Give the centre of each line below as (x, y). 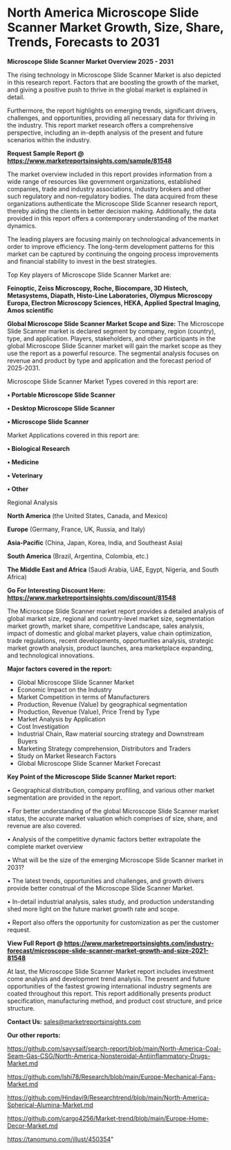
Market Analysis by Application (61, 719)
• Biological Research (39, 448)
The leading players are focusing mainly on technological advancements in (114, 239)
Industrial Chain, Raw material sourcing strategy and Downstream (110, 734)
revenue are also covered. (44, 825)
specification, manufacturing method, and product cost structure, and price (115, 1001)
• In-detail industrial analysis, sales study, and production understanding (111, 901)
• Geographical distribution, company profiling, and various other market (111, 790)
